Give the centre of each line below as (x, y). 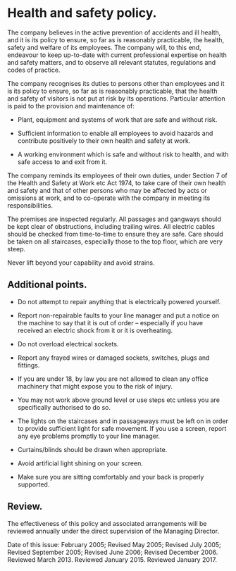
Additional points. (47, 285)
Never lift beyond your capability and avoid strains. (81, 263)
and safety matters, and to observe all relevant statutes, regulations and (112, 62)
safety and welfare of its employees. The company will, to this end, (105, 47)
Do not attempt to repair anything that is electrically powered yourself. (119, 301)
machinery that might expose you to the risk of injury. (95, 386)
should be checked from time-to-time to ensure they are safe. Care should (115, 234)
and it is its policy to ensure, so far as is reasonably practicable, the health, (116, 39)
